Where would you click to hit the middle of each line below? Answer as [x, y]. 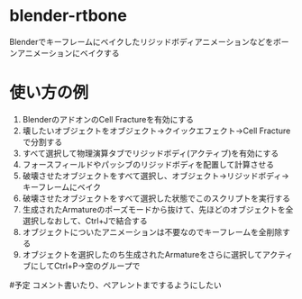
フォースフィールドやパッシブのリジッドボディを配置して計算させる [148, 164]
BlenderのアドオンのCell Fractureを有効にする [108, 119]
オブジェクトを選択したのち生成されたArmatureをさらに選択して [142, 254]
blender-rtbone [69, 16]
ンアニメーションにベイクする [64, 53]
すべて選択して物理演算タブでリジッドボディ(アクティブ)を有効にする [151, 153]
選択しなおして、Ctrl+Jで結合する [85, 221]
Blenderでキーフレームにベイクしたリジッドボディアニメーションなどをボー [149, 41]
